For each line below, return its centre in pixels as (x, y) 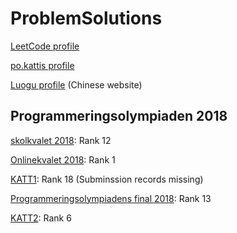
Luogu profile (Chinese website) (76, 84)
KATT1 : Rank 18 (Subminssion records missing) (107, 179)
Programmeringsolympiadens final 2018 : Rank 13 (111, 198)
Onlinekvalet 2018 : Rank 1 (63, 159)
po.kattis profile (42, 65)
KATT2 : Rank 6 (41, 218)
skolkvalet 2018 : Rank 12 (61, 140)
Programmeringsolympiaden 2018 (119, 116)
